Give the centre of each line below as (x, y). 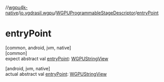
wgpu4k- (18, 7)
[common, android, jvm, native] (38, 48)
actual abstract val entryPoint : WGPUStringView (56, 74)
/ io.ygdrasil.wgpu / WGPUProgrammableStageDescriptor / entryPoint (88, 13)
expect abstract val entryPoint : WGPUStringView (57, 58)
